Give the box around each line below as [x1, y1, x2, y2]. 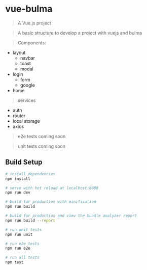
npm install [5, 176, 30, 181]
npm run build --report [5, 218, 56, 223]
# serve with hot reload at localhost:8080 [5, 185, 99, 191]
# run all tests [5, 255, 40, 260]
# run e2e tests [5, 241, 40, 246]
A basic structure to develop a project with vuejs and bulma [17, 30, 142, 36]
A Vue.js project [17, 20, 52, 26]
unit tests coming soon [17, 143, 66, 149]
